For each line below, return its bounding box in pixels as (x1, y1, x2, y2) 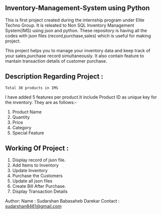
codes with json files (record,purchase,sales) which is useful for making (5, 33, 151, 38)
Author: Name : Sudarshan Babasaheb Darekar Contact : (5, 198, 120, 204)
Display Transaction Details (12, 188, 68, 194)
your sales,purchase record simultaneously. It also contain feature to (5, 53, 144, 59)
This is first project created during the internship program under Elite (5, 17, 145, 23)
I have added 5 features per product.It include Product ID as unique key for (5, 94, 157, 100)
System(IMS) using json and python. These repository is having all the (5, 27, 147, 34)
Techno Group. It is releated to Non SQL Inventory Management (5, 22, 134, 28)
